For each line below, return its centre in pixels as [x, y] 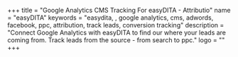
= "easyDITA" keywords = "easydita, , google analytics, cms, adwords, [110, 18]
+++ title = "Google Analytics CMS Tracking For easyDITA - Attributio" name [119, 10]
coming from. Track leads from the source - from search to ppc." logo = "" [116, 40]
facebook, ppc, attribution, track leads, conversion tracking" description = [116, 25]
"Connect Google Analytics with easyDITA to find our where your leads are [117, 32]
